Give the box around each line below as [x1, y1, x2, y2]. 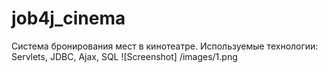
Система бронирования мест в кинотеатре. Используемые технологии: [11, 40, 319, 52]
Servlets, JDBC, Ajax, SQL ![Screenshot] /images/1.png [11, 50, 238, 62]
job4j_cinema [11, 7, 126, 30]
